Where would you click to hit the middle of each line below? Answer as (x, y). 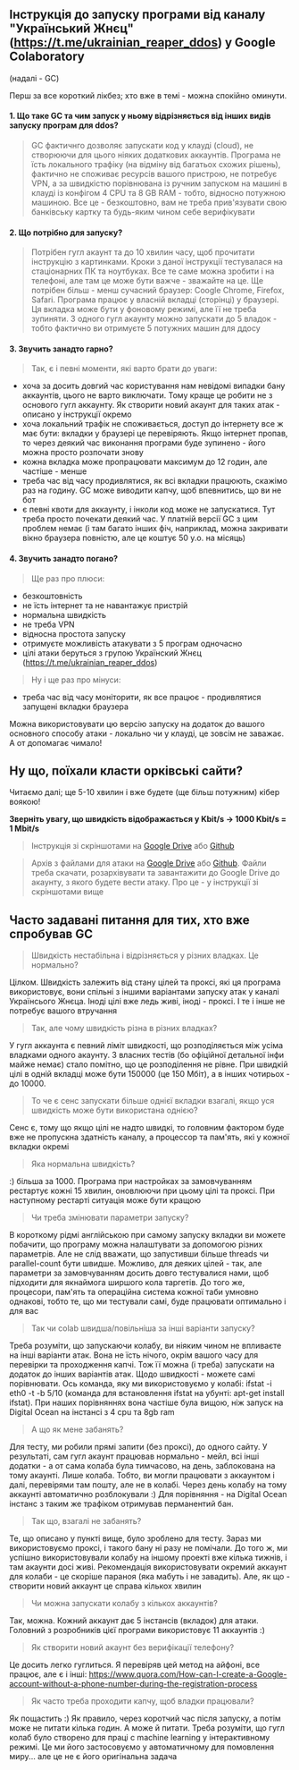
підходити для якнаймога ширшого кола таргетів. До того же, (127, 1283)
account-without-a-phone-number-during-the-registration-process (133, 1684)
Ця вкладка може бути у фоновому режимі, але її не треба (144, 309)
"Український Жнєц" (71, 29)
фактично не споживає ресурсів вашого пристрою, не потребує (154, 174)
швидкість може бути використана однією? (114, 1110)
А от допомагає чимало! (56, 742)
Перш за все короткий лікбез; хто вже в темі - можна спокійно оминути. (148, 95)
